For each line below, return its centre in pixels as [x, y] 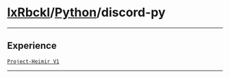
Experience [32, 46]
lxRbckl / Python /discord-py [86, 13]
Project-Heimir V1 [33, 61]
